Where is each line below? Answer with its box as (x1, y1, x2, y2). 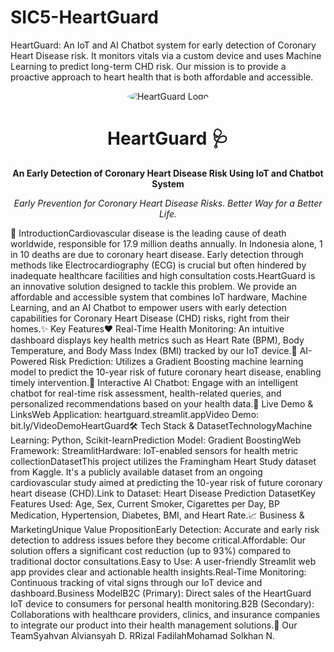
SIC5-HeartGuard (10, 6, 159, 29)
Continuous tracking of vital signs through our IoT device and (10, 576, 263, 588)
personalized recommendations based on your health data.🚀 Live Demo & (10, 397, 314, 410)
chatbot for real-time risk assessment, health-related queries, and (10, 387, 282, 399)
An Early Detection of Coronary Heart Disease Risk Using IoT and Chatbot (12, 167, 324, 179)
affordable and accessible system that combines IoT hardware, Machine (10, 291, 308, 303)
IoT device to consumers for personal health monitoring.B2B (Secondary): (10, 597, 315, 610)
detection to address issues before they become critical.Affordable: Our (10, 534, 307, 546)
